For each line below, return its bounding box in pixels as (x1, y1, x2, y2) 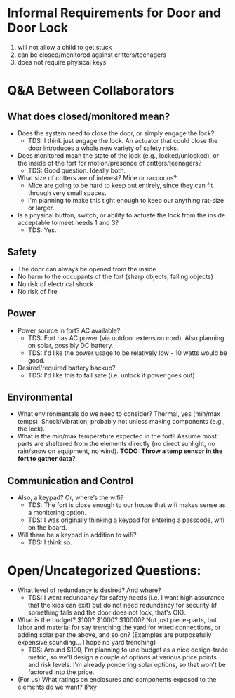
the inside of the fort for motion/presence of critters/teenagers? (17, 159, 202, 167)
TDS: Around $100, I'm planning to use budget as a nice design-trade (27, 645, 229, 654)
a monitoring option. (27, 509, 86, 517)
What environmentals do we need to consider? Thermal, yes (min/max (17, 410, 221, 418)
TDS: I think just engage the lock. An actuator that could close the (27, 136, 218, 145)
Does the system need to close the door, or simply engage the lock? (17, 128, 215, 137)
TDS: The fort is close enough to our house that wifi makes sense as (27, 501, 226, 509)
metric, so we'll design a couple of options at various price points (27, 653, 217, 662)
